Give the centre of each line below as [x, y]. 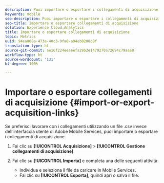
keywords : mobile [23, 14]
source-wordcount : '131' [30, 59]
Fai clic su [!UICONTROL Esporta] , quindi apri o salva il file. [79, 175]
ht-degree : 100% [21, 64]
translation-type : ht [27, 46]
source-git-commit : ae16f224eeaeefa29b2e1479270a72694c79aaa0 [70, 50]
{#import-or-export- [112, 102]
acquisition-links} [42, 113]
